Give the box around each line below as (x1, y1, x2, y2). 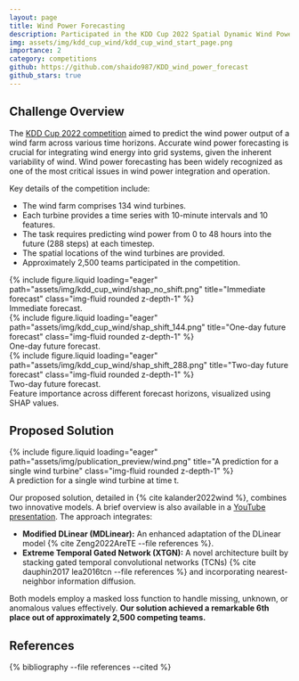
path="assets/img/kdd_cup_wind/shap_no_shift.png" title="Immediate (9, 283, 266, 294)
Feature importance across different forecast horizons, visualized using (9, 388, 271, 398)
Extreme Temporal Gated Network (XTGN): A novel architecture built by (21, 547, 289, 558)
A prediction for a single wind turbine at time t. (9, 475, 180, 486)
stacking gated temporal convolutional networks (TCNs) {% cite (21, 557, 256, 568)
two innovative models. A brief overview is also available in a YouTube (9, 502, 266, 513)
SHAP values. (9, 398, 60, 408)
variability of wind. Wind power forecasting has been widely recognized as (9, 156, 283, 167)
